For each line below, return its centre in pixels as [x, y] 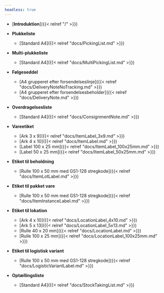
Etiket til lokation [29, 210]
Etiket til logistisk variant [38, 251]
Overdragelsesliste [32, 107]
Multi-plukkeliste [30, 53]
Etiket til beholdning [33, 161]
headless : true [20, 10]
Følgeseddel [25, 72]
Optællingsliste [28, 275]
